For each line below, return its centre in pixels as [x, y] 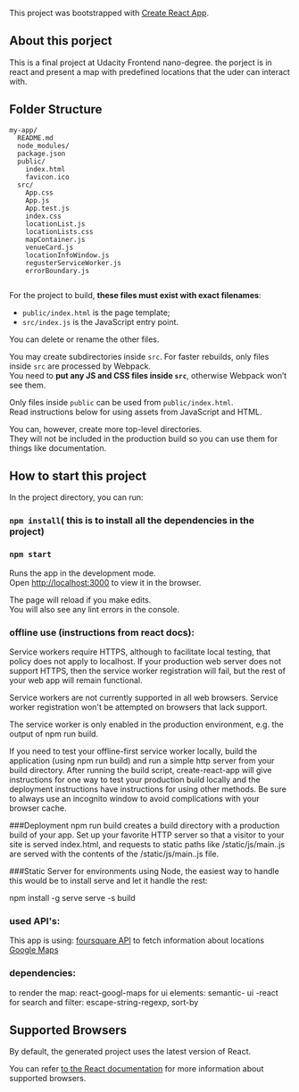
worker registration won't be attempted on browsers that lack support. [138, 707]
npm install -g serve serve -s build [72, 897]
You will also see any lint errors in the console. [95, 609]
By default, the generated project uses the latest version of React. [130, 1052]
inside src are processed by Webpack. [80, 366]
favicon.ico [47, 177]
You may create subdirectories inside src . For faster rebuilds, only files [139, 356]
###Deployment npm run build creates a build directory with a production [145, 825]
